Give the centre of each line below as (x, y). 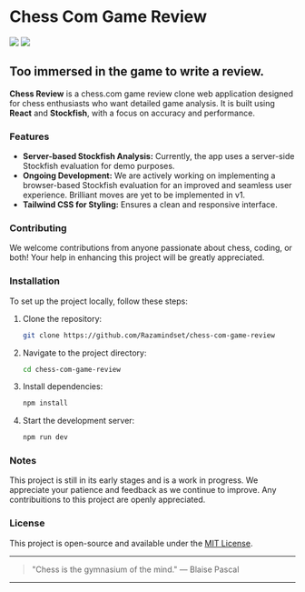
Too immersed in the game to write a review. (137, 71)
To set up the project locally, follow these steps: (99, 301)
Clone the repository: (62, 318)
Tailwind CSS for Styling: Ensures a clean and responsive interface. (150, 205)
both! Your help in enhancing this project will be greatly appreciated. (137, 257)
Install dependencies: (63, 386)
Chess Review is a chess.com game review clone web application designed (151, 94)
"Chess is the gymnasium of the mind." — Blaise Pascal (135, 569)
